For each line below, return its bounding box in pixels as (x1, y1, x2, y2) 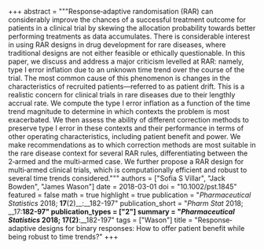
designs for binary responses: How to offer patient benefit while (38, 224, 245, 233)
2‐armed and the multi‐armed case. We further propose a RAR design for (8, 157, 244, 166)
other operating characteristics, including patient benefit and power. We (8, 132, 241, 141)
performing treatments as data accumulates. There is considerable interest (8, 31, 251, 41)
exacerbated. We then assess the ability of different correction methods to (8, 115, 249, 124)
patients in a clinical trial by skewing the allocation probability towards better (8, 24, 256, 32)
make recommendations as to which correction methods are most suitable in (8, 141, 256, 149)
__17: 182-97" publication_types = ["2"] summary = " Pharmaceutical (8, 207, 235, 216)
